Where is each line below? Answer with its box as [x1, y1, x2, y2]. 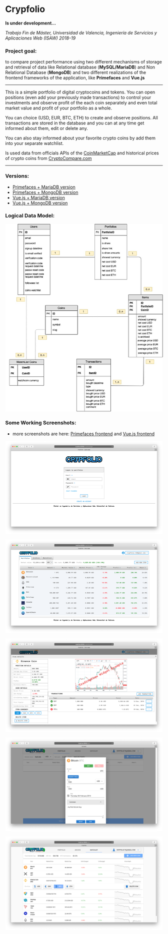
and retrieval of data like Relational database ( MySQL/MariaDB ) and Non [5, 64, 155, 70]
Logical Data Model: [5, 212, 55, 219]
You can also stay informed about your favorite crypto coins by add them [5, 135, 156, 141]
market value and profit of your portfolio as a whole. [5, 105, 112, 111]
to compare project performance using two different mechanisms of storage [5, 59, 162, 65]
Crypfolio [5, 3, 45, 15]
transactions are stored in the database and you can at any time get [5, 120, 144, 126]
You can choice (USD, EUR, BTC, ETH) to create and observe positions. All [5, 115, 158, 121]
